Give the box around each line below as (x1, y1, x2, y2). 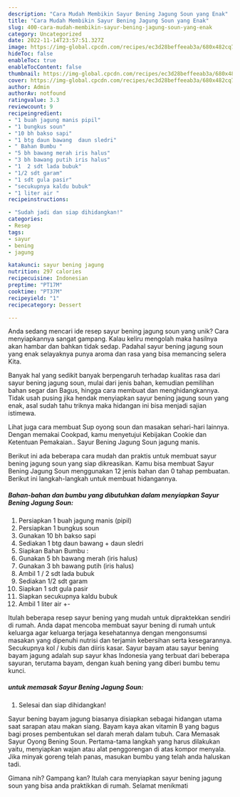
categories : (8, 215, 43, 223)
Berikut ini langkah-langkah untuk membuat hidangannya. (8, 475, 177, 483)
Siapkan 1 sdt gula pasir (18, 585, 88, 593)
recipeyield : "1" (8, 294, 60, 302)
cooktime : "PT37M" (8, 288, 63, 295)
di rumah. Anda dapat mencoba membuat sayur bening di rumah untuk (8, 621, 216, 629)
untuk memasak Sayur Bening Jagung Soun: (8, 682, 144, 691)
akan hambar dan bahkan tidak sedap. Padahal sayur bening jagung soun (8, 342, 224, 351)
